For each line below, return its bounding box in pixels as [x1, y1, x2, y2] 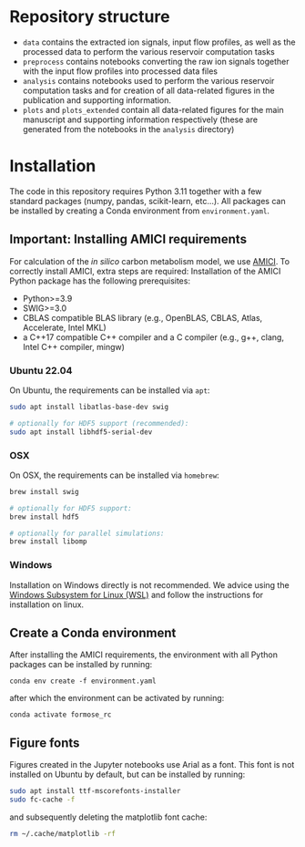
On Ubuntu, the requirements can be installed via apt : [9, 385, 210, 396]
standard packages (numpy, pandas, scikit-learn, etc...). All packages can [9, 195, 286, 206]
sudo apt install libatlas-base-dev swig [9, 402, 169, 411]
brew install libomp [9, 537, 88, 546]
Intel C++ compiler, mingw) [22, 341, 126, 352]
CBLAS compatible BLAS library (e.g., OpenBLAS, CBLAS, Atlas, [22, 312, 263, 323]
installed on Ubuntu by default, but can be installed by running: [9, 769, 246, 780]
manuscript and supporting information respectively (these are [22, 114, 258, 125]
